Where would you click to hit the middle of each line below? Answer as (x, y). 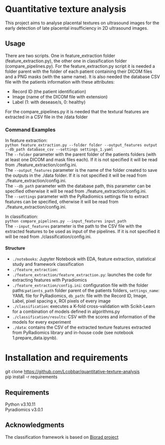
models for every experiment (42, 322)
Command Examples (30, 130)
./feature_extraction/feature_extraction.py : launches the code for (82, 275)
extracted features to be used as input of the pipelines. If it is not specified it (82, 232)
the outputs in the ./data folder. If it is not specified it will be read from (76, 175)
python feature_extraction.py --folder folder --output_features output (81, 145)
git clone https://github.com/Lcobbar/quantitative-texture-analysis (72, 372)
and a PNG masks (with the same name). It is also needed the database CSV (82, 76)
